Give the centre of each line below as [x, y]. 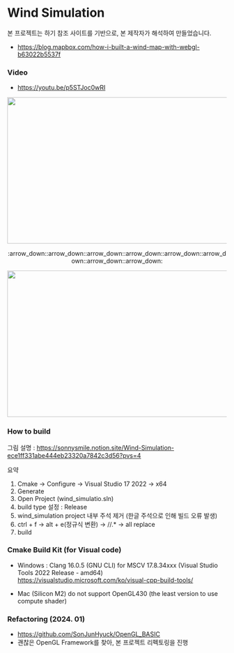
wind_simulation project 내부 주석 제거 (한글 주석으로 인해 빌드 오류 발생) [117, 515]
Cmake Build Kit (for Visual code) [64, 550]
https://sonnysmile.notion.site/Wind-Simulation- [105, 447]
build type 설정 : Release [52, 507]
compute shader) [42, 601]
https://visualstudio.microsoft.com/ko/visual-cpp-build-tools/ [105, 580]
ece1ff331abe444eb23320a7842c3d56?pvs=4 [74, 455]
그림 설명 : [21, 447]
